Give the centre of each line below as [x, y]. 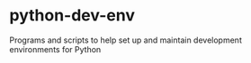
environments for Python [55, 49]
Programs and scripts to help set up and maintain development [126, 40]
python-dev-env [72, 16]
